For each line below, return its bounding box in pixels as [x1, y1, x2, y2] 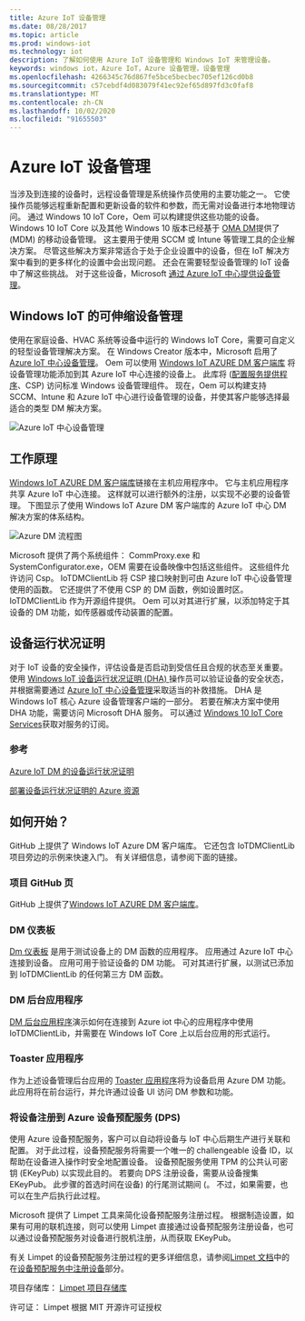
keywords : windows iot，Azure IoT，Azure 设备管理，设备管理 [9, 65, 231, 74]
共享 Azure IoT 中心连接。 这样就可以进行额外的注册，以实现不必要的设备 [9, 488, 283, 499]
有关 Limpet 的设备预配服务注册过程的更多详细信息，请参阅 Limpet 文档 [9, 1252, 274, 1263]
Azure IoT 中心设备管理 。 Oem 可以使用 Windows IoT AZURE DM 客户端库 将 [9, 356, 296, 368]
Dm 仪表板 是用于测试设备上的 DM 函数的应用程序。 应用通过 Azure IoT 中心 [9, 946, 293, 957]
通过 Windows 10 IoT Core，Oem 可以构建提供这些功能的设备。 [26, 211, 265, 223]
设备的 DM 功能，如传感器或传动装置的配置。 [9, 606, 179, 617]
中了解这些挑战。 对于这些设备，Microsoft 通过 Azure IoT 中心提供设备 [9, 268, 273, 279]
